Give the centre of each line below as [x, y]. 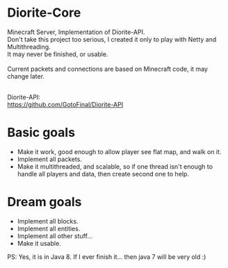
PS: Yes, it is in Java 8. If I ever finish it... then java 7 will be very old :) [107, 257]
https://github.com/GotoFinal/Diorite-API [65, 104]
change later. [26, 76]
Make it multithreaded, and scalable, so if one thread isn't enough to [115, 166]
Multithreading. [29, 47]
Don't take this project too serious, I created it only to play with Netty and [112, 39]
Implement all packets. [49, 159]
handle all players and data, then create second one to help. [103, 174]
